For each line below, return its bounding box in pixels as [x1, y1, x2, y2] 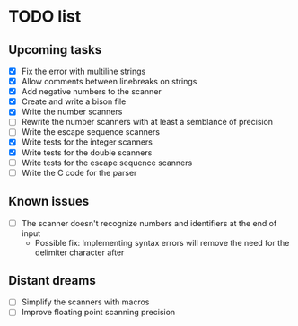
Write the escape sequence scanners [21, 127, 161, 137]
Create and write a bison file [21, 96, 127, 107]
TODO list [8, 6, 82, 27]
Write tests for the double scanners [21, 146, 153, 158]
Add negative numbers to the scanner [21, 86, 162, 97]
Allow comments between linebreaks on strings [21, 76, 197, 87]
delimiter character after [34, 247, 125, 258]
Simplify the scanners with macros [21, 296, 150, 307]
